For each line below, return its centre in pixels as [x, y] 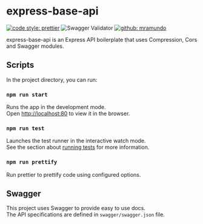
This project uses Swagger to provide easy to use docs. [76, 208]
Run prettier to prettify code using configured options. [74, 174]
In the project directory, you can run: [52, 79]
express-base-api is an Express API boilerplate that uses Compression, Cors [102, 39]
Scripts [20, 65]
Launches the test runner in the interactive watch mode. [76, 141]
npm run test [25, 128]
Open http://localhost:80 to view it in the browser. [68, 114]
